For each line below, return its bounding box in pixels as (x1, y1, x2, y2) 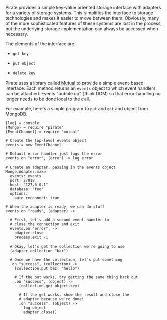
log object (23, 305, 46, 310)
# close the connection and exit (10, 222, 80, 227)
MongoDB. (5, 111, 28, 117)
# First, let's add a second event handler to (10, 217, 109, 222)
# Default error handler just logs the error (5, 151, 102, 156)
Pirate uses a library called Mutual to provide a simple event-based (5, 80, 144, 86)
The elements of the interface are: (5, 41, 76, 47)
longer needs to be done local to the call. (5, 96, 90, 102)
